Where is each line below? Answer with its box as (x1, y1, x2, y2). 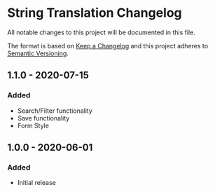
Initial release (17, 179, 56, 187)
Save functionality (17, 114, 70, 122)
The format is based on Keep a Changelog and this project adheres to (7, 41, 209, 50)
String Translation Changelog (7, 5, 182, 21)
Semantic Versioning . (7, 49, 69, 57)
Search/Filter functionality (17, 107, 93, 115)
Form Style (17, 121, 49, 130)
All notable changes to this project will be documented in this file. (7, 28, 196, 36)
